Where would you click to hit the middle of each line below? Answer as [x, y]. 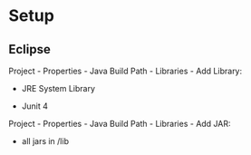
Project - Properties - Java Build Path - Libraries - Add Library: [125, 71]
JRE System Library [58, 88]
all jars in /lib [45, 141]
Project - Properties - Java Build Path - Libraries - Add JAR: [120, 124]
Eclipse [30, 49]
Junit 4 [35, 106]
